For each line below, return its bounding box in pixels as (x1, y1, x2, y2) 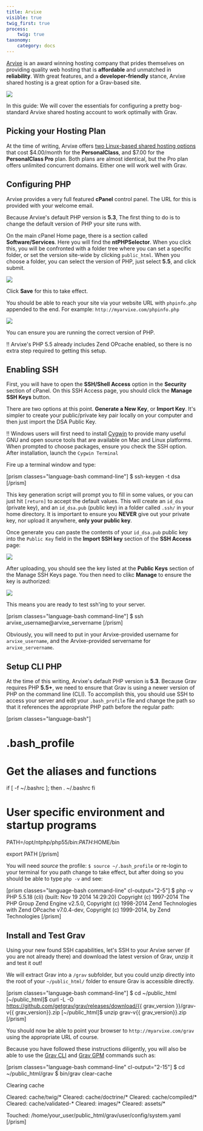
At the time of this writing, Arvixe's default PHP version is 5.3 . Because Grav (6, 678, 197, 685)
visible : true (6, 15, 42, 21)
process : (6, 26, 28, 32)
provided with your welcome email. (6, 202, 94, 209)
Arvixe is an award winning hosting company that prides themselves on (6, 59, 185, 67)
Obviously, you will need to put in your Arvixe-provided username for (6, 631, 179, 638)
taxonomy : (6, 37, 32, 43)
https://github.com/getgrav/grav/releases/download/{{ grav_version (6, 1002, 175, 1009)
